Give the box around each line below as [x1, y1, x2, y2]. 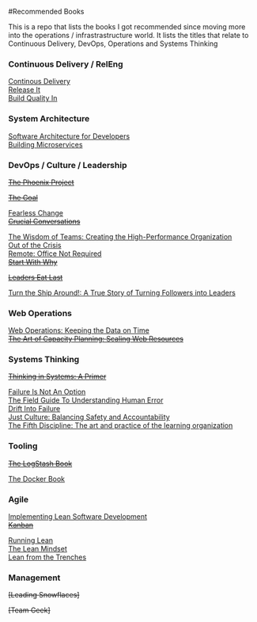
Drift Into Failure [8, 404, 61, 414]
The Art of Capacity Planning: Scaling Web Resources [8, 334, 184, 344]
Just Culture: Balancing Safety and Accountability [8, 412, 170, 422]
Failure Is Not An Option [8, 387, 86, 397]
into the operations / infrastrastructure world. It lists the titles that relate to [8, 31, 249, 40]
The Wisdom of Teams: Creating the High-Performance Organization [8, 231, 232, 241]
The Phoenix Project [8, 177, 74, 187]
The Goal [8, 193, 38, 202]
